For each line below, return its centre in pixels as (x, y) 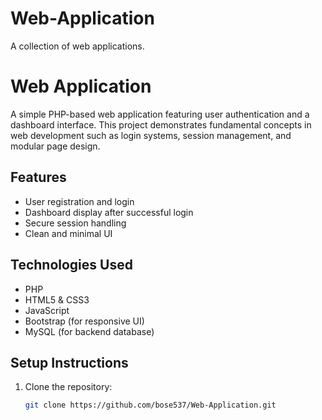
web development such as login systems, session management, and (151, 135)
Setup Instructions (69, 362)
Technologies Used (71, 265)
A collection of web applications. (77, 46)
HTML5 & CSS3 (57, 299)
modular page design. (55, 146)
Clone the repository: (68, 387)
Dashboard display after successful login (109, 212)
